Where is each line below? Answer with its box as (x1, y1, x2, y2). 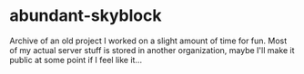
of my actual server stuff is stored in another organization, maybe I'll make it (9, 44, 295, 55)
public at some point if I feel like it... (9, 54, 143, 65)
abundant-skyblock (9, 5, 162, 26)
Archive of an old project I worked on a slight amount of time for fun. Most (9, 35, 288, 46)
